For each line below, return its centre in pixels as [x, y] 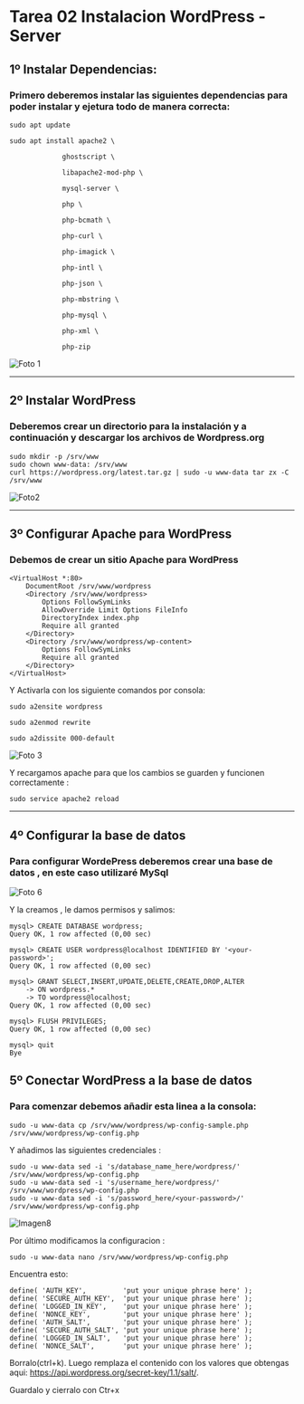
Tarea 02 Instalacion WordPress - [138, 17]
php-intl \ [82, 267]
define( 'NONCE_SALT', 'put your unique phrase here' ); [131, 1346]
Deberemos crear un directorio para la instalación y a [128, 426]
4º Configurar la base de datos [98, 835]
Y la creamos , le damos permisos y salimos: [92, 909]
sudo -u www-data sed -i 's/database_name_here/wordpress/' [125, 1166]
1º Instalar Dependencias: [83, 69]
